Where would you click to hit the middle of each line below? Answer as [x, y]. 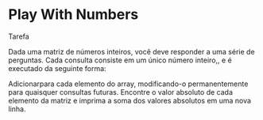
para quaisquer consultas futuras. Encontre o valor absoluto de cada [120, 92]
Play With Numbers [73, 15]
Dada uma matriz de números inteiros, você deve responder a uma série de [132, 51]
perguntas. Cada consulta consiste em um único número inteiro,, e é [120, 60]
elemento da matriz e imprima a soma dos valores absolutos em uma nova [130, 100]
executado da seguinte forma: [57, 68]
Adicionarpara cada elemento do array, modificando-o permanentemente [128, 84]
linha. [17, 109]
